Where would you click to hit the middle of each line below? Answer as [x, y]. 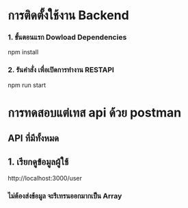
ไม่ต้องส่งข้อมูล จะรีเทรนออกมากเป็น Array [65, 196]
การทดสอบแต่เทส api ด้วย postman [95, 112]
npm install [23, 52]
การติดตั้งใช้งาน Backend [68, 15]
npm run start [27, 85]
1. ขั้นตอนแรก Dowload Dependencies [67, 37]
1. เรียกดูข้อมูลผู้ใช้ [38, 162]
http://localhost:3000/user [45, 178]
